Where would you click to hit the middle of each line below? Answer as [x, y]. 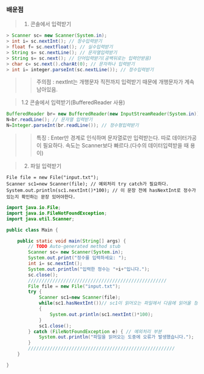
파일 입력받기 [46, 166]
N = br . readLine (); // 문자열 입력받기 [49, 120]
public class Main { [32, 230]
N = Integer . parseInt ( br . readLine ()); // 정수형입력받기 [73, 125]
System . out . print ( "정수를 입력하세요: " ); [77, 258]
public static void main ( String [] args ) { [72, 241]
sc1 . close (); [55, 326]
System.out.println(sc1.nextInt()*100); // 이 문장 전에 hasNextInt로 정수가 [101, 191]
